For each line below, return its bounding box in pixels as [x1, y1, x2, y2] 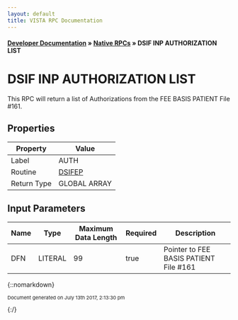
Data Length [74, 232, 118, 242]
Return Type [11, 178, 52, 188]
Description [175, 228, 216, 238]
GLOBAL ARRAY [58, 178, 112, 188]
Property [16, 143, 47, 153]
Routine [11, 167, 37, 177]
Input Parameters [7, 202, 86, 215]
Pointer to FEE [163, 244, 211, 254]
